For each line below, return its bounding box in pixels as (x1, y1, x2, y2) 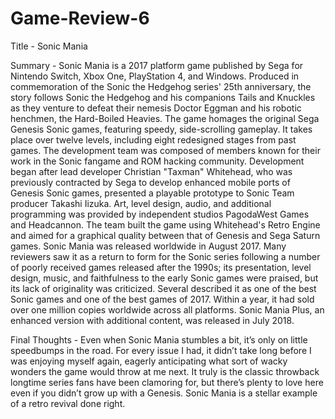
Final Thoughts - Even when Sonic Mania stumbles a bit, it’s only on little (10, 333, 308, 346)
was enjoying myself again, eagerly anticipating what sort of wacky (10, 355, 288, 367)
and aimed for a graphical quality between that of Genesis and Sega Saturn (10, 229, 321, 241)
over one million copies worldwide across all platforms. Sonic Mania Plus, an (10, 303, 325, 316)
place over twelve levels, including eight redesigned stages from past (10, 133, 297, 146)
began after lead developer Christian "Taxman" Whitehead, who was (10, 165, 293, 177)
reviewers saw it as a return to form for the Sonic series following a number (10, 250, 321, 262)
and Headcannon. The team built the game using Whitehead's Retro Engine (10, 218, 321, 231)
